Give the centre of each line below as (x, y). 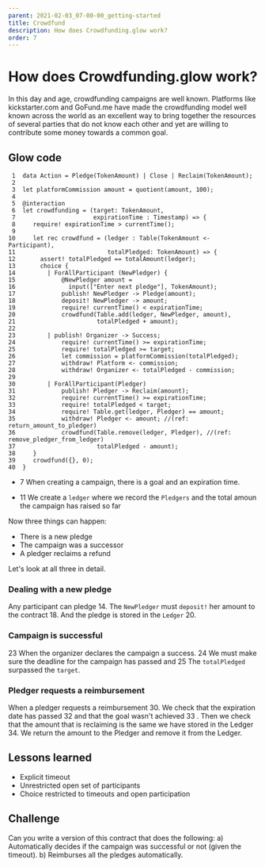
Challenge (34, 819)
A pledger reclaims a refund (65, 553)
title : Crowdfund (37, 23)
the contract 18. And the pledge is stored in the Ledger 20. (102, 615)
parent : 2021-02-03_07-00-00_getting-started (84, 15)
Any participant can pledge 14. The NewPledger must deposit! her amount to (132, 607)
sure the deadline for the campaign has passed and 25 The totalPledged (127, 661)
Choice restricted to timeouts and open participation (105, 793)
